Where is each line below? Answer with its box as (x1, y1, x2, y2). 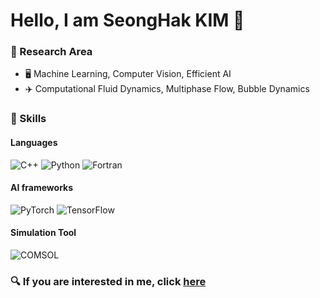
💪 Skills (10, 112, 47, 126)
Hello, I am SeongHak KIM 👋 (10, 9, 245, 32)
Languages (10, 137, 58, 148)
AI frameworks (10, 182, 74, 194)
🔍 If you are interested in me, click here (10, 274, 207, 288)
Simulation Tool (10, 227, 77, 239)
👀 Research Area (10, 45, 93, 59)
